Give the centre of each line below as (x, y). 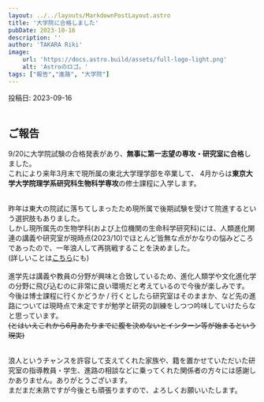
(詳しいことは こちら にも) (49, 258)
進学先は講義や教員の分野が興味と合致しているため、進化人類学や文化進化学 (132, 276)
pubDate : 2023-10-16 (42, 30)
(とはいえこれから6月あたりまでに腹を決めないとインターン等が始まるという (132, 325)
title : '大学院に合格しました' (54, 23)
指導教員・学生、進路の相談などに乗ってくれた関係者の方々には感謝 (139, 370)
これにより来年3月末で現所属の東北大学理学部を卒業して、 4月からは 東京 (127, 174)
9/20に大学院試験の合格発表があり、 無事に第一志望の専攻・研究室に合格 (126, 154)
